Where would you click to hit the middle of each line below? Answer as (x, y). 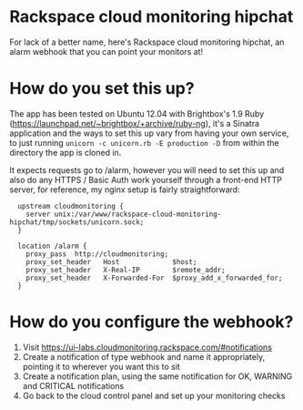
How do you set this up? (102, 89)
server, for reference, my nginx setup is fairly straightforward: (125, 190)
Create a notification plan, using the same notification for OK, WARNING (157, 376)
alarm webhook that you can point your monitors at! (106, 51)
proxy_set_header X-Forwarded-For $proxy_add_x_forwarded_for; (154, 278)
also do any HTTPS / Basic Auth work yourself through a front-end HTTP (146, 179)
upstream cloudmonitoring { (71, 206)
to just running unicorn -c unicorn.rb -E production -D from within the (144, 142)
